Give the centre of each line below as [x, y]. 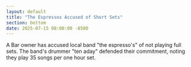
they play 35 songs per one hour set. [51, 58]
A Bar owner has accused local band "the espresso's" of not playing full [94, 45]
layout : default [26, 12]
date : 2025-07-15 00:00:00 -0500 [47, 28]
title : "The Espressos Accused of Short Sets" [64, 17]
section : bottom [26, 23]
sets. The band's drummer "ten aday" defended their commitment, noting [96, 52]
